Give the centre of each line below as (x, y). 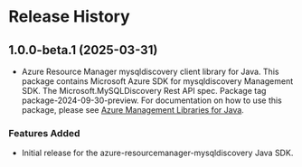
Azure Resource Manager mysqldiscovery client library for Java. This (150, 71)
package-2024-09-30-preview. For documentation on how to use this (151, 100)
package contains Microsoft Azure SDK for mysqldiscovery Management (157, 81)
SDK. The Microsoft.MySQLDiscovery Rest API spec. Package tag (144, 91)
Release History (69, 17)
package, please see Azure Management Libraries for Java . (133, 110)
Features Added (44, 133)
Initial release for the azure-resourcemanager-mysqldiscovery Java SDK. (157, 153)
